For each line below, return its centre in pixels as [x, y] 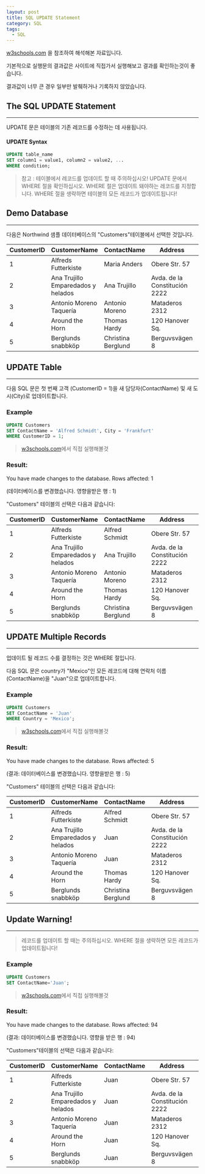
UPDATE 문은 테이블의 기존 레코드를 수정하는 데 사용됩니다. [77, 127]
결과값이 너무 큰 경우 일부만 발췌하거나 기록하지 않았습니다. [76, 87]
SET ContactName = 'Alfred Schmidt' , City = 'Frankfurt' [80, 431]
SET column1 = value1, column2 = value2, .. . [65, 160]
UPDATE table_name [30, 155]
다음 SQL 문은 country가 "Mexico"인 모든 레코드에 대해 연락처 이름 [86, 671]
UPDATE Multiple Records [56, 637]
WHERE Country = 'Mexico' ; [41, 719]
